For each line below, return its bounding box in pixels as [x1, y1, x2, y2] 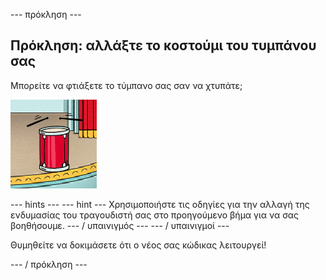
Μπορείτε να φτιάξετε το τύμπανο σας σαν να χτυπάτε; [10, 79, 243, 91]
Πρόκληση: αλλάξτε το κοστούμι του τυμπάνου [10, 37, 317, 54]
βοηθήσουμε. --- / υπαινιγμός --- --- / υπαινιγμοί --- [10, 219, 230, 231]
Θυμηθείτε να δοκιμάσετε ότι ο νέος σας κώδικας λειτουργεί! [10, 239, 267, 251]
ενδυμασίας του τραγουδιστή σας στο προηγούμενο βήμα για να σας [10, 209, 299, 221]
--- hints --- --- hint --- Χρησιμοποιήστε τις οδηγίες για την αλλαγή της [10, 198, 310, 210]
